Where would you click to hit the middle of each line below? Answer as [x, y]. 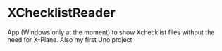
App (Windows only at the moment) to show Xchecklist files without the [111, 32]
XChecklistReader [61, 13]
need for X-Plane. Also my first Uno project [70, 39]
